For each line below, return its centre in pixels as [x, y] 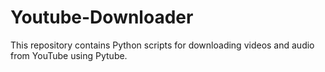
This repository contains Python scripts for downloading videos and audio [162, 45]
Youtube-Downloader [102, 17]
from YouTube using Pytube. [69, 55]
